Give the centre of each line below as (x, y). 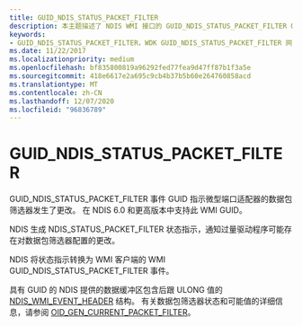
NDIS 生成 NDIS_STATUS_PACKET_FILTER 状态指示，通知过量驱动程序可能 (147, 229)
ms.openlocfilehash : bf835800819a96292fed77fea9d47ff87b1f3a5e (130, 68)
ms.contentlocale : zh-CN (56, 93)
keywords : (28, 34)
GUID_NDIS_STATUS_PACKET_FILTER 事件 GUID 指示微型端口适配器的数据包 (151, 199)
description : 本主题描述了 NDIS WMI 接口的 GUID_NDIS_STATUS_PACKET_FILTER (148, 26)
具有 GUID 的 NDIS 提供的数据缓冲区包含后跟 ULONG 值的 (116, 290)
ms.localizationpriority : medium (72, 59)
